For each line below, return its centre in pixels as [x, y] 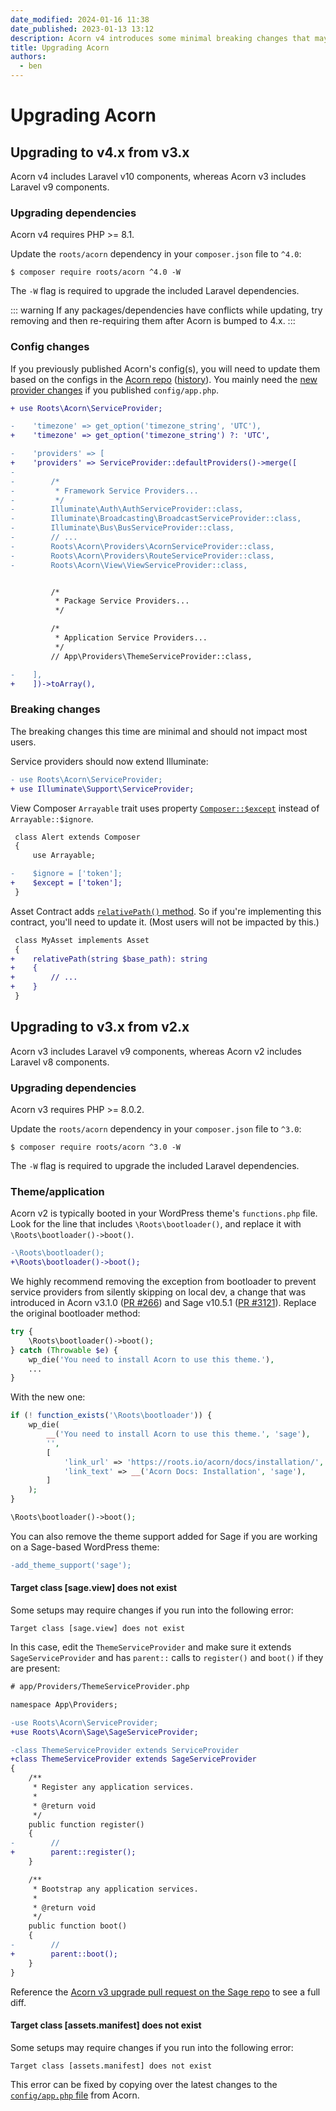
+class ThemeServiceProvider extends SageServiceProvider [133, 1759]
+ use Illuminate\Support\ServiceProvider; [102, 789]
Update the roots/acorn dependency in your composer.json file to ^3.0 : [156, 1129]
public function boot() [78, 1926]
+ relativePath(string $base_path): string [109, 959]
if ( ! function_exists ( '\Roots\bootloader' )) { [111, 1416]
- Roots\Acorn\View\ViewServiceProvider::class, [129, 565]
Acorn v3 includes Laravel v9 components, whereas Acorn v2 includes [156, 1051]
